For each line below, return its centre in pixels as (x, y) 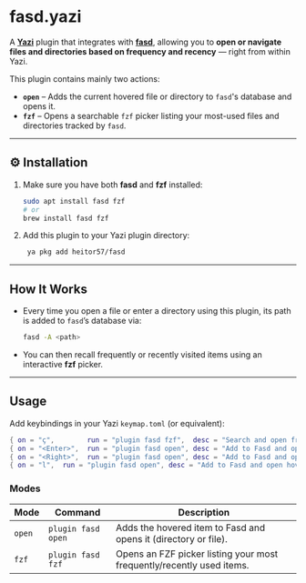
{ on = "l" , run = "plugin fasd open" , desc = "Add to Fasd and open (146, 466)
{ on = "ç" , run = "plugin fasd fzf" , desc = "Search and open (148, 440)
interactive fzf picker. (62, 364)
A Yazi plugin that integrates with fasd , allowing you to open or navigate (146, 42)
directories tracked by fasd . (74, 126)
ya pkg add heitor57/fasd (76, 252)
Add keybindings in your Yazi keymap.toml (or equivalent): (117, 423)
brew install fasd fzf (66, 218)
